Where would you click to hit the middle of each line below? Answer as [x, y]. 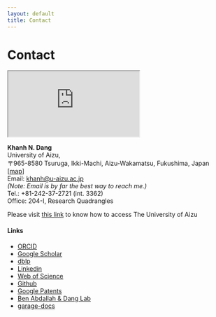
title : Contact [29, 20]
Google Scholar [40, 253]
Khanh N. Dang [30, 148]
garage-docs [36, 306]
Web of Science [41, 276]
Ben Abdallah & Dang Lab [54, 298]
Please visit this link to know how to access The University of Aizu [102, 215]
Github [27, 283]
